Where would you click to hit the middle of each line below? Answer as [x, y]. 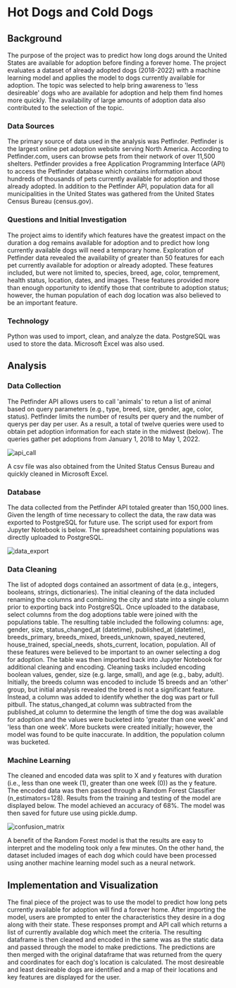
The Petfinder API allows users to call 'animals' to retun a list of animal [109, 401]
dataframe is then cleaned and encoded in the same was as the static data [116, 940]
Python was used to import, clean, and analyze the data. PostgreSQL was [114, 336]
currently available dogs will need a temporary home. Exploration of [106, 250]
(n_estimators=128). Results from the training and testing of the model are [114, 798]
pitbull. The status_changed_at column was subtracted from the [100, 705]
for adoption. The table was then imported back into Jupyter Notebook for [115, 660]
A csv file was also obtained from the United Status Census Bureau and [111, 466]
